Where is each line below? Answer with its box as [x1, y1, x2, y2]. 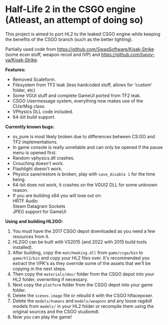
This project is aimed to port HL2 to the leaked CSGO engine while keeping [5, 31, 161, 37]
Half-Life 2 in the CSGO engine [5, 4, 136, 15]
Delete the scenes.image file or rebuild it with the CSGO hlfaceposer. [12, 292, 153, 298]
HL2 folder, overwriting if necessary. [12, 276, 89, 282]
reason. [12, 187, 29, 193]
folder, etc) [12, 87, 36, 93]
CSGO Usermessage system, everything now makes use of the [12, 97, 143, 104]
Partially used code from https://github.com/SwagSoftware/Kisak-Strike [5, 46, 154, 52]
